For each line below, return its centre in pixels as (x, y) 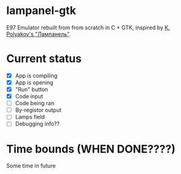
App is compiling (36, 75)
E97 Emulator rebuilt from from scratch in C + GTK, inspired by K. (88, 27)
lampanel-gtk (41, 11)
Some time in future (31, 166)
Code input (29, 96)
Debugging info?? (37, 124)
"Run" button (31, 89)
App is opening (34, 82)
